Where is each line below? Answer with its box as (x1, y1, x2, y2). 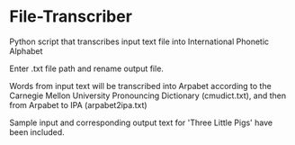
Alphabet (9, 45, 43, 56)
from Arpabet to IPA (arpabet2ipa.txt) (9, 99, 147, 110)
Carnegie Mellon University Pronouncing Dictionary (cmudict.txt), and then (9, 90, 287, 101)
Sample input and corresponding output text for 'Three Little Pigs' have (9, 117, 273, 128)
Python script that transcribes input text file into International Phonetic (9, 36, 270, 47)
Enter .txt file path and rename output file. (9, 63, 165, 74)
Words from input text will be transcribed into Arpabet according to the (9, 80, 272, 91)
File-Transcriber (9, 6, 133, 27)
